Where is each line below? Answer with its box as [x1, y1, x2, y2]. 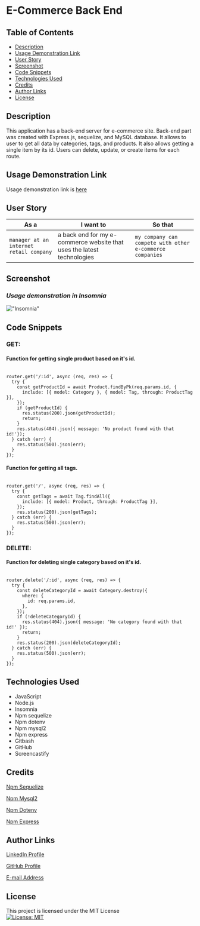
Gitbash [14, 737, 35, 744]
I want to [80, 220, 106, 229]
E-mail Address [6, 874, 44, 881]
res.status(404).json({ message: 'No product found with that [17, 425, 174, 432]
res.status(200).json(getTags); [17, 509, 97, 515]
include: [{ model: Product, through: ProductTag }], [21, 498, 159, 505]
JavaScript [14, 692, 42, 700]
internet [9, 243, 34, 250]
